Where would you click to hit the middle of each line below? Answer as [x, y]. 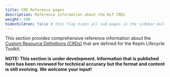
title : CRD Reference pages [35, 10]
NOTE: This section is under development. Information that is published [82, 59]
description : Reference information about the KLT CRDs [65, 15]
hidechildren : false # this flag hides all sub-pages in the [71, 24]
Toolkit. [13, 49]
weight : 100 [18, 19]
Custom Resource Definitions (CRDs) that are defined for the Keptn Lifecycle [85, 44]
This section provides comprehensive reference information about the [78, 38]
